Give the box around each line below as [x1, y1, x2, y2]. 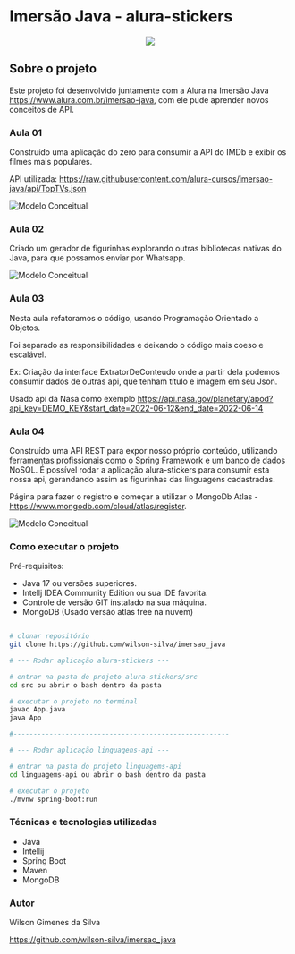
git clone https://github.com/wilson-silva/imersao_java [9, 640, 226, 650]
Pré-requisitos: [9, 561, 64, 572]
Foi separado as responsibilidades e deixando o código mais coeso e [9, 339, 264, 350]
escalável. [9, 349, 46, 360]
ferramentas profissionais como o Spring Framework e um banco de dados [9, 455, 286, 465]
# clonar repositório [9, 632, 90, 641]
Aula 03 [9, 293, 45, 305]
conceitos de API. [9, 104, 74, 115]
